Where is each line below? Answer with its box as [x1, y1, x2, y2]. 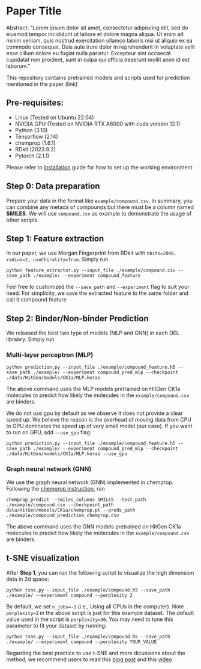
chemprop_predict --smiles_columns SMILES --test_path [6, 497, 146, 503]
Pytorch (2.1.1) [14, 152, 50, 159]
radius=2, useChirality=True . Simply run [6, 256, 109, 263]
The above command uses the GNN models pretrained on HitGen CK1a [6, 522, 181, 530]
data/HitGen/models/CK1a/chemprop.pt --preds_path [6, 507, 136, 513]
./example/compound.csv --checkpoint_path [6, 501, 114, 508]
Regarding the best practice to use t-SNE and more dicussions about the [6, 649, 186, 656]
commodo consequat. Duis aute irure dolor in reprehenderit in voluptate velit [6, 43, 195, 50]
